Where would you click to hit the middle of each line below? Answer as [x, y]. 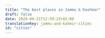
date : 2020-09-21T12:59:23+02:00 [40, 19]
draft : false [19, 14]
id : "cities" [19, 28]
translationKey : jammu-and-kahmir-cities [49, 23]
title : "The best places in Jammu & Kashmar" [53, 10]
